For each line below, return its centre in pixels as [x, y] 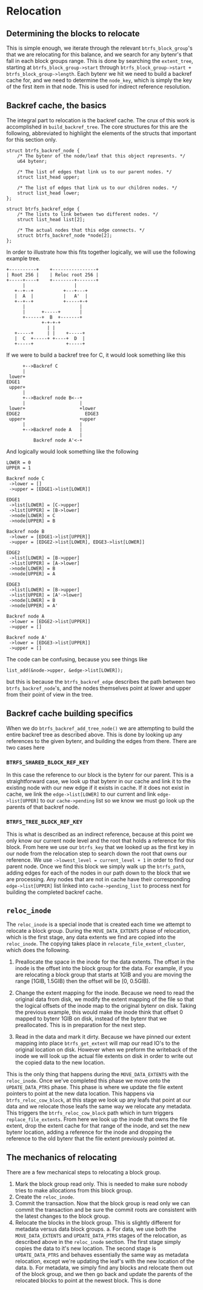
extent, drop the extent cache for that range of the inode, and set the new [98, 1126]
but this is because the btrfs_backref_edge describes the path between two [101, 681]
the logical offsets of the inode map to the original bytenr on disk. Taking [106, 1006]
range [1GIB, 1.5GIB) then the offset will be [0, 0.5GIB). [82, 981]
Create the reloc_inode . [45, 1197]
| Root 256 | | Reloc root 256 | [52, 275]
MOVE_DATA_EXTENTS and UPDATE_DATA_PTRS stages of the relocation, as [101, 1235]
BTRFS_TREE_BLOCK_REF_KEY [45, 822]
